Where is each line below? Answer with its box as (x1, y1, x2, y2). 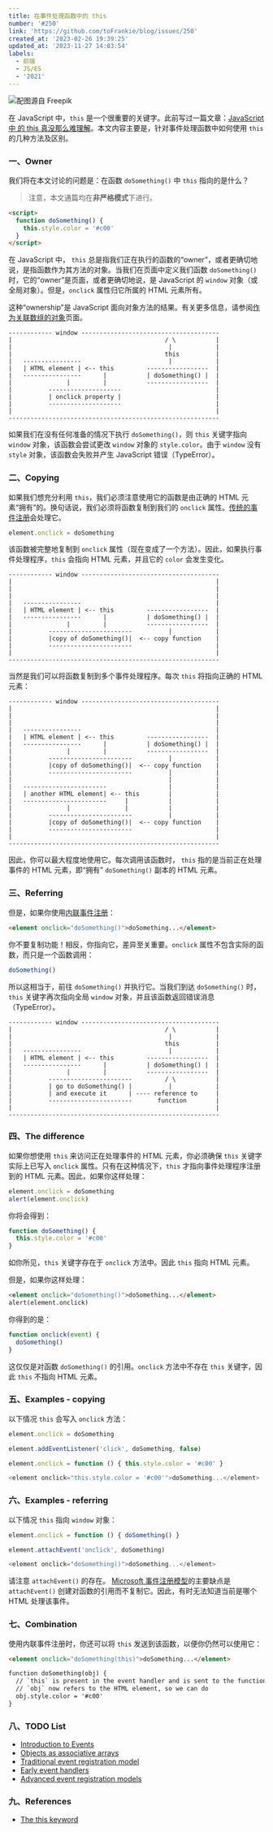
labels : (8, 50, 35, 58)
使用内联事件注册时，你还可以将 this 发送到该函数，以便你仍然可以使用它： (8, 1639, 262, 1648)
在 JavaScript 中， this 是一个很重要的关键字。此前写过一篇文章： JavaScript (8, 113, 264, 123)
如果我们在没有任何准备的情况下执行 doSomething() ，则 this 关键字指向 (8, 430, 248, 440)
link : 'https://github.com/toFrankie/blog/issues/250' (8, 27, 198, 35)
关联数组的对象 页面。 (15, 313, 87, 323)
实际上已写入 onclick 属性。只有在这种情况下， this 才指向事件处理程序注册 (8, 1161, 262, 1171)
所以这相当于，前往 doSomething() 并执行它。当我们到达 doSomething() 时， (8, 981, 261, 991)
